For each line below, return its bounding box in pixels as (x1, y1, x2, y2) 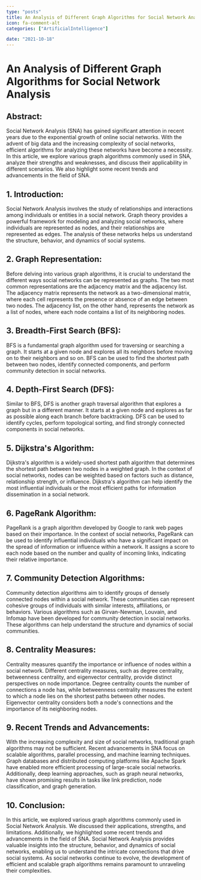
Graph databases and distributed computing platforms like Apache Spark (6, 757, 187, 764)
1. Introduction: (6, 189, 64, 199)
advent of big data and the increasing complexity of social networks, (6, 140, 175, 147)
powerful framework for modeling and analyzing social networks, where (6, 217, 184, 225)
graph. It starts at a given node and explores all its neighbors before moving (6, 348, 193, 355)
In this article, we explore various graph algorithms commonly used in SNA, (6, 153, 192, 160)
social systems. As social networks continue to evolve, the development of (6, 854, 190, 861)
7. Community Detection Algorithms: (6, 573, 145, 583)
